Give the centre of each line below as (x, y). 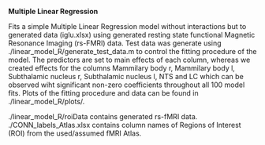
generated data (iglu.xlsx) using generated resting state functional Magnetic (132, 35)
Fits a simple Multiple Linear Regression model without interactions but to (127, 26)
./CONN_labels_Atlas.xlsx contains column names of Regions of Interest (125, 125)
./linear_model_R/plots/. (47, 101)
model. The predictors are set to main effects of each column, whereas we (129, 60)
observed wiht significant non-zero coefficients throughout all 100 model (127, 85)
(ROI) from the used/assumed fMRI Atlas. (75, 133)
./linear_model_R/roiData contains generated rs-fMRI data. (103, 116)
